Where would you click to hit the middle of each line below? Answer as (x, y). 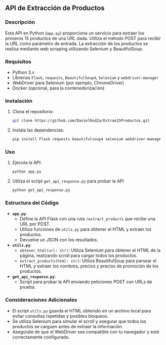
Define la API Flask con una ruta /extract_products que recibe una (87, 219)
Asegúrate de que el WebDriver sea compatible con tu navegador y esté (86, 332)
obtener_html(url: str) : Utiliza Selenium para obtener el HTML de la (90, 250)
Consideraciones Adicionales (41, 300)
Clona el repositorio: (33, 112)
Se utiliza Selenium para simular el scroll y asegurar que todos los (79, 321)
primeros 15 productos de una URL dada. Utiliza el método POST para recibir (83, 38)
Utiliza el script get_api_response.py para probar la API (68, 181)
